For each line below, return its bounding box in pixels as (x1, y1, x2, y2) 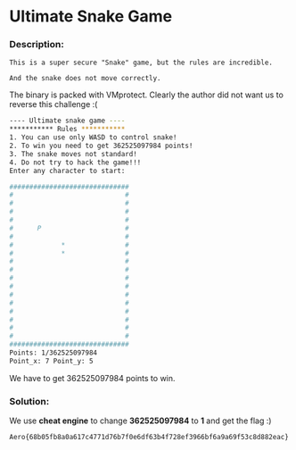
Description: (9, 38, 64, 51)
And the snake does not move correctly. (9, 74, 162, 83)
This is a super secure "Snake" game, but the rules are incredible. (9, 58, 274, 68)
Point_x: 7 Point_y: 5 (9, 356, 94, 365)
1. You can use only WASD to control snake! (9, 133, 177, 142)
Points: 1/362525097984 (9, 348, 98, 358)
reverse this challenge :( (9, 99, 98, 110)
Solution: (9, 395, 50, 407)
